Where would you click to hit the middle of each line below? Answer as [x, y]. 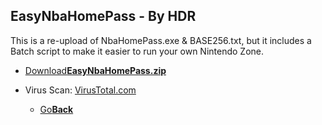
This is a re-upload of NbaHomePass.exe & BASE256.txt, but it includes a [161, 40]
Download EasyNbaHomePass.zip [95, 70]
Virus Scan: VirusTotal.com [80, 90]
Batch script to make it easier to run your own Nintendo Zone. [137, 51]
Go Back [56, 109]
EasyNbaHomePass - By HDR [103, 16]
